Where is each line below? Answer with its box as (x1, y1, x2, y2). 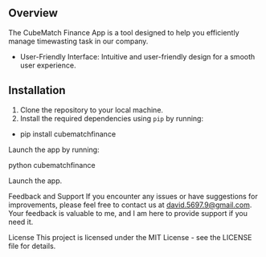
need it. (8, 217, 34, 226)
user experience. (19, 60, 76, 70)
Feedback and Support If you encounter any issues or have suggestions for (8, 191, 259, 201)
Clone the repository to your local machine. (19, 104, 163, 115)
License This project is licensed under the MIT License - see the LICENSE (8, 232, 252, 242)
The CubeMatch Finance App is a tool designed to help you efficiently (8, 27, 239, 37)
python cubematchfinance (8, 160, 96, 169)
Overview (8, 6, 59, 20)
